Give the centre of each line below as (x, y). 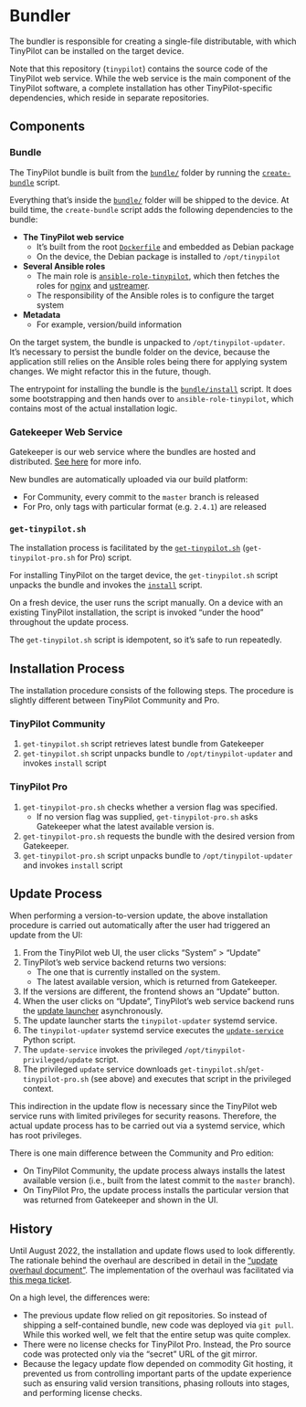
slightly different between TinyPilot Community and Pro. (115, 701)
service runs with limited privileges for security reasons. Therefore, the (143, 1116)
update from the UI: (46, 935)
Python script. (49, 1040)
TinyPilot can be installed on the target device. (97, 50)
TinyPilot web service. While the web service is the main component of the (150, 78)
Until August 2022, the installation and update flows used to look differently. (153, 1251)
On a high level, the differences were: (80, 1297)
